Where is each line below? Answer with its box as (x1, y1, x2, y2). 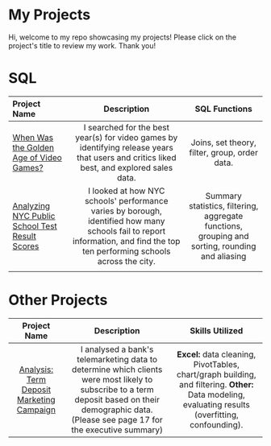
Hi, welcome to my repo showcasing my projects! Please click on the (8, 32, 236, 42)
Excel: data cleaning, (177, 349, 256, 360)
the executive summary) (71, 424, 164, 436)
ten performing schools (81, 246, 171, 257)
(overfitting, (194, 409, 240, 420)
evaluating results (182, 399, 250, 410)
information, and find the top (72, 235, 181, 246)
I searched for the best (83, 122, 169, 133)
